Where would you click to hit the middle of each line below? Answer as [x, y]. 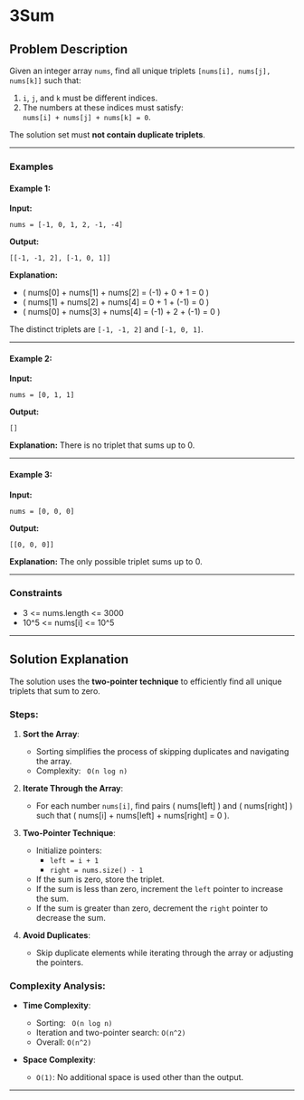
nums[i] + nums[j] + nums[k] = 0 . [86, 117]
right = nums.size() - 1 [96, 870]
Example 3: [31, 474]
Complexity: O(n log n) [82, 771]
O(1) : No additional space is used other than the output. [140, 1077]
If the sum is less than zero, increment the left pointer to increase [159, 888]
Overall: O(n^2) [64, 1042]
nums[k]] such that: [45, 81]
